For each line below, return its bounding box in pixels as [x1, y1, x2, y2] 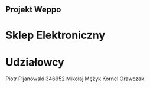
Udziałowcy [5, 56, 64, 69]
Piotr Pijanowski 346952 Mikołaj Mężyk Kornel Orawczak [5, 75, 145, 82]
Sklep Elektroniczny [5, 28, 106, 42]
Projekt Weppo [5, 5, 61, 15]
